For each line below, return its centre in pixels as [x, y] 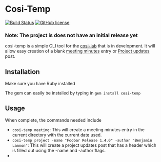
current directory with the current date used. [57, 135]
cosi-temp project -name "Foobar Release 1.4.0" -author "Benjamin [82, 140]
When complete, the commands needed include [53, 120]
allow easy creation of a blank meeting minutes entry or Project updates [77, 51]
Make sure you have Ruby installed [40, 84]
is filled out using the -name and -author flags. [59, 150]
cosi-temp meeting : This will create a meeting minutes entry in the [78, 129]
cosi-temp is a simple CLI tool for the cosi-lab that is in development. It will [80, 46]
